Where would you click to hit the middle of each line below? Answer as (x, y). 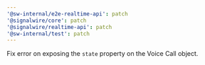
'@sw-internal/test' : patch (48, 34)
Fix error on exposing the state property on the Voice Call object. (102, 54)
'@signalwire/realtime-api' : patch (59, 27)
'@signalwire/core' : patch (47, 20)
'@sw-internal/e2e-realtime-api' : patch (68, 14)
